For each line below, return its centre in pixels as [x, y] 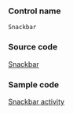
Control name [35, 11]
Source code [33, 47]
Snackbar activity [36, 101]
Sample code [34, 84]
